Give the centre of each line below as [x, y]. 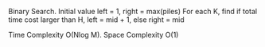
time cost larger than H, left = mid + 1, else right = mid [96, 20]
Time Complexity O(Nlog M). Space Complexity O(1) [94, 35]
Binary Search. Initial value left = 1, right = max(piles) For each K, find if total [132, 11]
